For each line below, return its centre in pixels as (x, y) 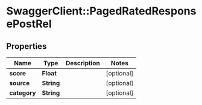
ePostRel (29, 24)
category (23, 93)
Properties (27, 46)
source (20, 83)
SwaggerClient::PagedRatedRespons (101, 11)
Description (83, 63)
